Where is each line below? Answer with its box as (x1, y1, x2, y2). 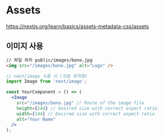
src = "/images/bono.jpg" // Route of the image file (16, 100, 144, 106)
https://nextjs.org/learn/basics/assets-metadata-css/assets (6, 23, 150, 30)
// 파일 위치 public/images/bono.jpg (6, 57, 93, 63)
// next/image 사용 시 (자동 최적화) (6, 73, 88, 79)
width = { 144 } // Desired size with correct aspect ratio (16, 111, 155, 117)
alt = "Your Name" (16, 116, 56, 122)
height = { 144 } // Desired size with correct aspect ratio (16, 105, 158, 111)
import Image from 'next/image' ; (6, 78, 87, 85)
